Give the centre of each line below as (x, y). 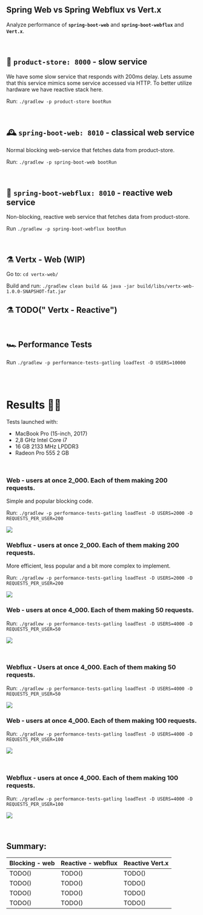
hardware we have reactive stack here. (55, 89)
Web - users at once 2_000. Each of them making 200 (87, 480)
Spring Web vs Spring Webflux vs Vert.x (84, 10)
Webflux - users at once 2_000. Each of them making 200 (93, 545)
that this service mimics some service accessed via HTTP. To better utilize (99, 83)
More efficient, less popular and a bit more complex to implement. (88, 566)
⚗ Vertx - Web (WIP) (46, 259)
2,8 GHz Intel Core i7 (41, 440)
